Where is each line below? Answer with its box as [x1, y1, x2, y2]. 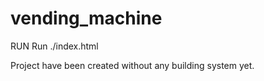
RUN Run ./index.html [10, 40, 99, 52]
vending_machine [10, 7, 163, 30]
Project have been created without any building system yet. [10, 59, 255, 71]
